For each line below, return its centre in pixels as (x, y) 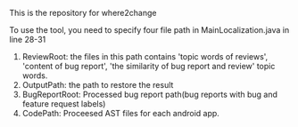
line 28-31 (28, 40)
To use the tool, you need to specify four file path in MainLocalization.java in (149, 30)
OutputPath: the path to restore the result (98, 85)
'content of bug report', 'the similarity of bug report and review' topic (149, 66)
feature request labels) (64, 104)
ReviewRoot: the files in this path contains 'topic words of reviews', (145, 56)
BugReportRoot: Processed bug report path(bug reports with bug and (150, 94)
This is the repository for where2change (83, 13)
